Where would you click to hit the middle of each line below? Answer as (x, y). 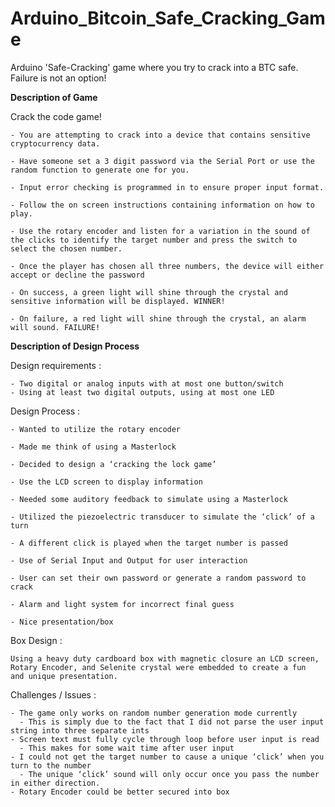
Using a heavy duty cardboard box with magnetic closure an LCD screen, (165, 658)
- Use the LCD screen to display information (106, 482)
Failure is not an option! (58, 78)
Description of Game (54, 97)
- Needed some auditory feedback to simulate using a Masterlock (149, 499)
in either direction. (55, 783)
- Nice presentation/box (62, 622)
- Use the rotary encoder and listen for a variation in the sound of (160, 231)
